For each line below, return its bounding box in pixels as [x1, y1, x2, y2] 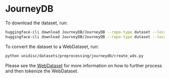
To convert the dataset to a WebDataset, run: [5, 44, 99, 50]
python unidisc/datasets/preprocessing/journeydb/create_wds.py [5, 53, 144, 58]
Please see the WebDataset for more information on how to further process [5, 62, 162, 68]
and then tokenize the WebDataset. [5, 68, 78, 74]
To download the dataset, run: [5, 20, 68, 26]
